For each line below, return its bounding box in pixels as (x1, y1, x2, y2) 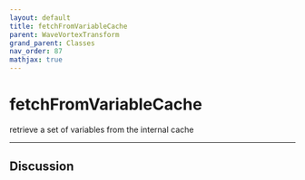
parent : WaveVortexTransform (9, 30, 120, 39)
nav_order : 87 (9, 47, 64, 56)
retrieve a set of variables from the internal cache (9, 124, 194, 135)
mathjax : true (9, 55, 64, 64)
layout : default (9, 13, 71, 23)
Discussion (9, 159, 74, 175)
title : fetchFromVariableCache (9, 22, 128, 31)
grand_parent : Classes (9, 38, 95, 48)
